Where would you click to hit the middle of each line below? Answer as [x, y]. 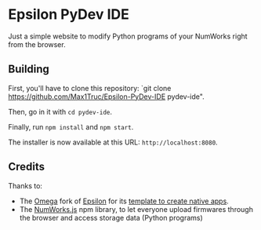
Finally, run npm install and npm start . [71, 126]
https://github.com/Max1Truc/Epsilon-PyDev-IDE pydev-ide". [107, 97]
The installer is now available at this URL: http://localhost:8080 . [113, 142]
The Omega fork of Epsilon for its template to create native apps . [124, 201]
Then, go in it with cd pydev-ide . [60, 111]
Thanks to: [25, 185]
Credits [27, 167]
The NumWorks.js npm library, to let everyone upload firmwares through [136, 209]
